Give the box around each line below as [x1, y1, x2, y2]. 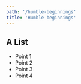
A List [6, 37, 28, 47]
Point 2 [14, 59, 33, 66]
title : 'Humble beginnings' [6, 15, 77, 21]
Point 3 [14, 66, 33, 73]
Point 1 [14, 53, 32, 60]
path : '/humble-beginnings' [6, 8, 77, 15]
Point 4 [14, 72, 33, 79]
